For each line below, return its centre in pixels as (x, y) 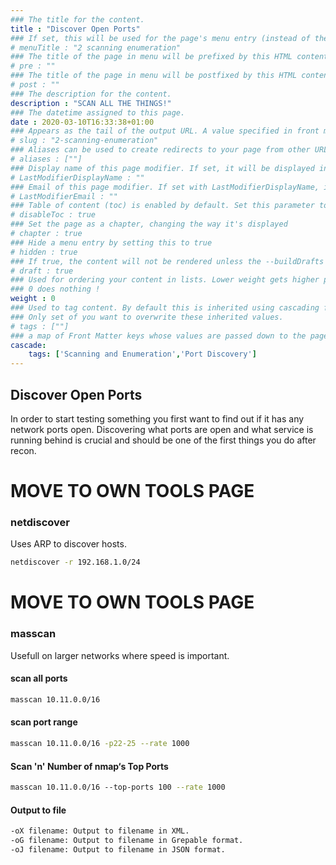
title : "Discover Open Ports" (75, 29)
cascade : (28, 345)
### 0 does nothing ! (55, 289)
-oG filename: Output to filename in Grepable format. (127, 841)
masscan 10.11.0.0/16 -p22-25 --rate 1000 (100, 744)
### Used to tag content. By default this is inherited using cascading (165, 308)
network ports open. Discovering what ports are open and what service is (162, 429)
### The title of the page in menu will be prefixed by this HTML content (169, 57)
